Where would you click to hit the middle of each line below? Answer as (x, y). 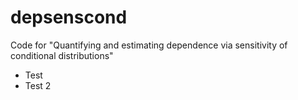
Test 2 (38, 85)
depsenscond (69, 17)
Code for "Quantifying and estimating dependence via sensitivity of (149, 45)
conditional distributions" (62, 55)
